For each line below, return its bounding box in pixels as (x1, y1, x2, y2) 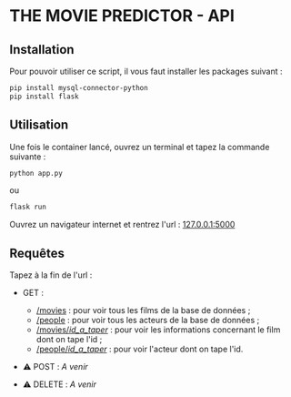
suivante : (9, 151, 46, 162)
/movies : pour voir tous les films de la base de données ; (35, 305, 251, 316)
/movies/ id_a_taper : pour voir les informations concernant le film (35, 324, 281, 335)
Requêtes (9, 245, 65, 260)
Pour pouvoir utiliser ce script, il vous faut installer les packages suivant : (9, 66, 284, 76)
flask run (9, 202, 47, 212)
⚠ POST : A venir (22, 361, 88, 372)
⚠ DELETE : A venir (22, 379, 97, 390)
